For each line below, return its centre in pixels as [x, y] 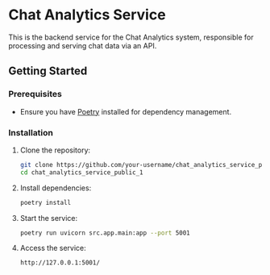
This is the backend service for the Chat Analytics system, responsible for [131, 37]
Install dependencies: [56, 188]
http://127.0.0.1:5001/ [60, 263]
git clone [37, 165]
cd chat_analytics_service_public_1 [81, 172]
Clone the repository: [55, 150]
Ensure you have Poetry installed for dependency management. [126, 111]
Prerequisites [35, 94]
